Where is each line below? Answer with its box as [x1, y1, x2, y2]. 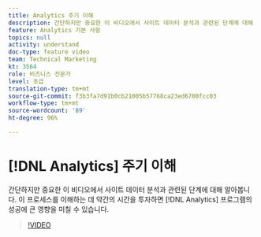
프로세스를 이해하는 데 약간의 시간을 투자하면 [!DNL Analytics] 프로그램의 [26, 194, 252, 204]
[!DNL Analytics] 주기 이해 [8, 157, 177, 176]
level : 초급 [8, 77, 45, 85]
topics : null [8, 33, 51, 42]
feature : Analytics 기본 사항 [8, 26, 101, 34]
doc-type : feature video [8, 48, 90, 56]
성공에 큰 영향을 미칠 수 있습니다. [8, 204, 110, 213]
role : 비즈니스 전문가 [8, 70, 71, 78]
